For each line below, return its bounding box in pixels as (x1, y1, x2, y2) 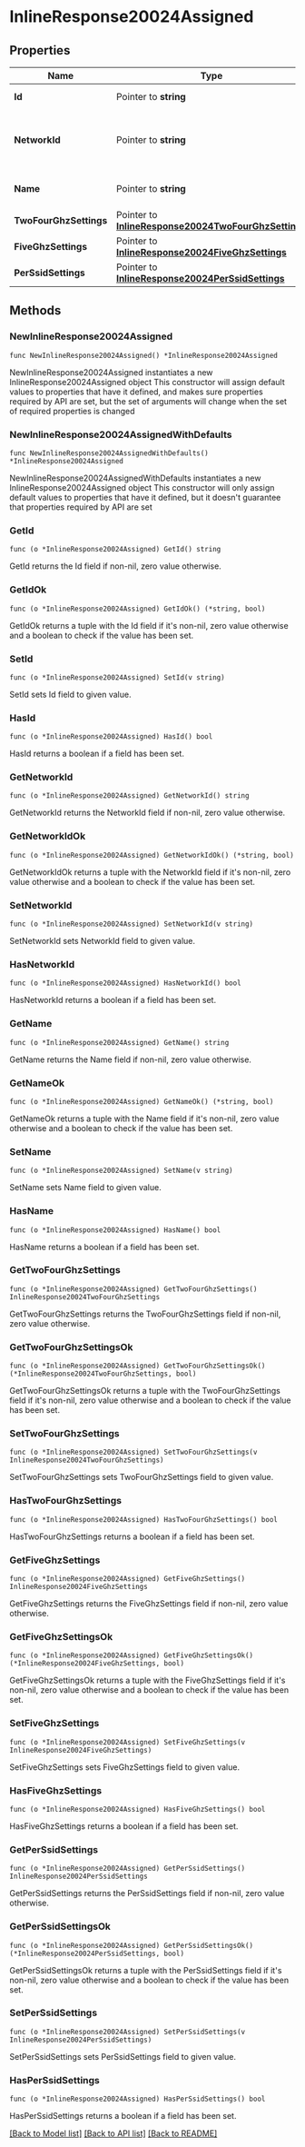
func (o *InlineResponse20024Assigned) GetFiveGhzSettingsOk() (9, 1651, 254, 1660)
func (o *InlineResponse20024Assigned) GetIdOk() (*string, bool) (9, 604, 266, 613)
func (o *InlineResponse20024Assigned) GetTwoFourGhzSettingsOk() (9, 1361, 266, 1371)
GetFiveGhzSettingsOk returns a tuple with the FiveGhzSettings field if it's (9, 1675, 286, 1686)
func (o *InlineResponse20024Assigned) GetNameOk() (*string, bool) (9, 1097, 274, 1106)
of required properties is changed (9, 405, 135, 416)
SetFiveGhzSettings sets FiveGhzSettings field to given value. (9, 1761, 241, 1773)
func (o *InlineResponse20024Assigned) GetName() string (9, 1038, 230, 1047)
